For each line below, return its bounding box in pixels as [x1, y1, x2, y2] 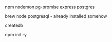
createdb [5, 22, 23, 28]
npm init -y [5, 32, 27, 37]
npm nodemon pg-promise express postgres [5, 4, 95, 10]
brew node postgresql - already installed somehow [5, 13, 107, 19]
